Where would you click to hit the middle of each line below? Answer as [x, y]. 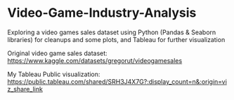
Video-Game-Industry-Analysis [102, 13]
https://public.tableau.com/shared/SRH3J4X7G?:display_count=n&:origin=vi [117, 81]
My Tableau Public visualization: [54, 74]
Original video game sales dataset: [57, 53]
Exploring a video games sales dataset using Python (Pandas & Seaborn [112, 32]
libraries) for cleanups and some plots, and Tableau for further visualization [116, 39]
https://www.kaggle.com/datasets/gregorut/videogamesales [95, 60]
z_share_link [25, 89]
